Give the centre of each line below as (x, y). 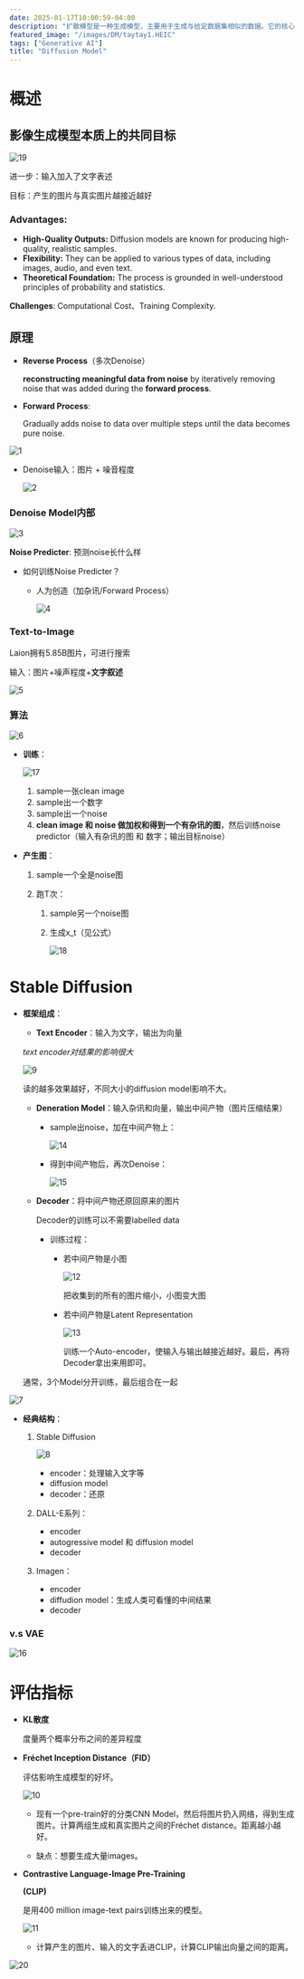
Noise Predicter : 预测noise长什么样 (76, 552)
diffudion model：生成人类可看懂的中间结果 (130, 1600)
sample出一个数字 (70, 802)
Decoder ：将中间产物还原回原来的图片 (108, 1201)
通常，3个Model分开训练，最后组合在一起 (100, 1382)
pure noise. (43, 433)
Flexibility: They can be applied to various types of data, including (147, 258)
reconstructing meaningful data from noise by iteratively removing (149, 379)
